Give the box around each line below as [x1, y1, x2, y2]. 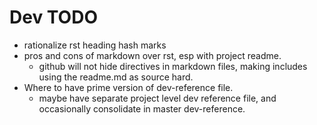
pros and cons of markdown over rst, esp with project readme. [23, 49, 282, 61]
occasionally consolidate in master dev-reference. [38, 102, 246, 115]
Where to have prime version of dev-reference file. [23, 81, 234, 93]
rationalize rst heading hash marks [23, 39, 167, 51]
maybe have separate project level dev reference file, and [38, 92, 277, 104]
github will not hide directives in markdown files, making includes [38, 60, 308, 72]
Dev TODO [9, 6, 98, 29]
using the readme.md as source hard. [38, 71, 194, 83]
